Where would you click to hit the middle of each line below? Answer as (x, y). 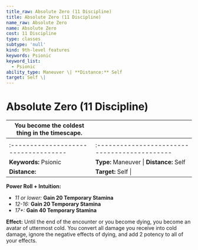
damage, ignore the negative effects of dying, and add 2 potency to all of (95, 235)
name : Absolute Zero (32, 28)
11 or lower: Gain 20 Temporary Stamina (64, 198)
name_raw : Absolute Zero (37, 22)
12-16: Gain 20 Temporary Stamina (58, 204)
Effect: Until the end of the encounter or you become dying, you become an (98, 222)
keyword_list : (24, 61)
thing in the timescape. (49, 133)
